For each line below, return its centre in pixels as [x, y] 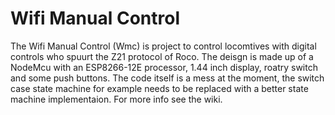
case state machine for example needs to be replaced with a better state [159, 88]
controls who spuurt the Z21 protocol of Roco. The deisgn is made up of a [162, 56]
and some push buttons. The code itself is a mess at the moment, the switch [167, 78]
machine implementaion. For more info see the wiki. [116, 99]
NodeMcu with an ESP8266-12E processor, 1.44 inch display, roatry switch [164, 67]
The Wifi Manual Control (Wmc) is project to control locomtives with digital [163, 46]
